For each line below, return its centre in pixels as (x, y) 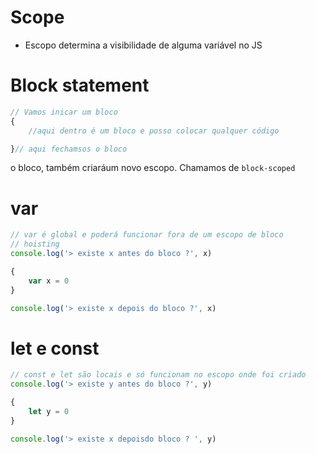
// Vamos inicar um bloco (64, 112)
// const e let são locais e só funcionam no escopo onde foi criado (158, 375)
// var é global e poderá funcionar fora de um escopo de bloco (147, 235)
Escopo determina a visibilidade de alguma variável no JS (143, 45)
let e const (55, 348)
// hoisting (35, 244)
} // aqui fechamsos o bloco (69, 149)
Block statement (80, 85)
